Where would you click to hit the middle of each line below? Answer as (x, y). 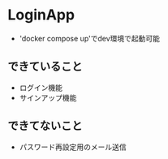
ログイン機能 (41, 88)
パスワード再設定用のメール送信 (73, 147)
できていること (45, 67)
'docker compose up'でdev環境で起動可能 (89, 38)
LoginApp (41, 15)
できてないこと (45, 126)
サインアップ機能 (48, 97)
